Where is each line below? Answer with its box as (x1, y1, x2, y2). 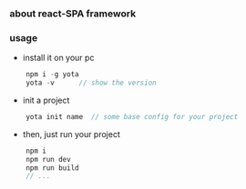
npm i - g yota (26, 70, 79, 79)
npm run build (26, 163, 79, 173)
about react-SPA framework (9, 7, 137, 20)
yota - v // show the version (26, 78, 157, 88)
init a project (22, 94, 70, 105)
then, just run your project (22, 128, 121, 139)
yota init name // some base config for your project (26, 112, 239, 121)
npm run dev (26, 154, 71, 164)
